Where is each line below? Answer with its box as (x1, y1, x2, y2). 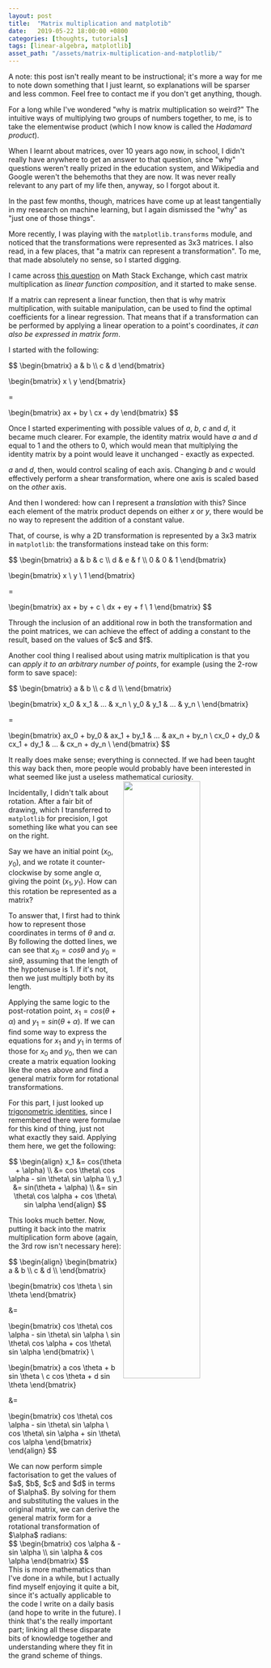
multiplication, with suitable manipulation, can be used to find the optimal (8, 304, 252, 313)
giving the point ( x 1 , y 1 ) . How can (8, 876, 117, 887)
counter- (76, 857, 106, 866)
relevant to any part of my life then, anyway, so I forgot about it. (8, 181, 220, 190)
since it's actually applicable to (8, 1590, 112, 1600)
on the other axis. (8, 483, 67, 491)
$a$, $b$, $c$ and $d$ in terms (8, 1479, 116, 1488)
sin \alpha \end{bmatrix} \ (8, 1347, 95, 1357)
